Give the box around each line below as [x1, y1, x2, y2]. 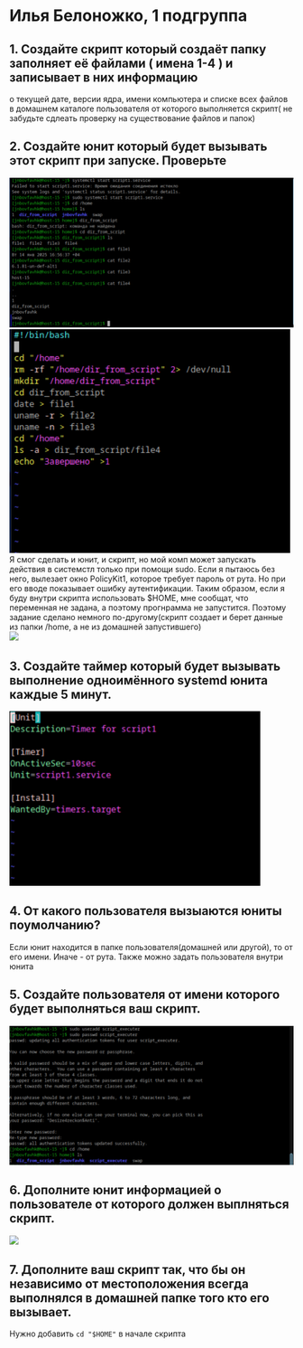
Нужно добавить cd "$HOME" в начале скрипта [9, 1328, 187, 1339]
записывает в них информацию [9, 70, 198, 85]
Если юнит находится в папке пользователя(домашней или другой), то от [9, 941, 293, 952]
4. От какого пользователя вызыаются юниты [9, 903, 282, 919]
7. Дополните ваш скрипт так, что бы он [9, 1262, 246, 1277]
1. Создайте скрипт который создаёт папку [9, 42, 267, 57]
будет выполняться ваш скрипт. [9, 1001, 201, 1017]
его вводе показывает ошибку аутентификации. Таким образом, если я [9, 583, 286, 594]
